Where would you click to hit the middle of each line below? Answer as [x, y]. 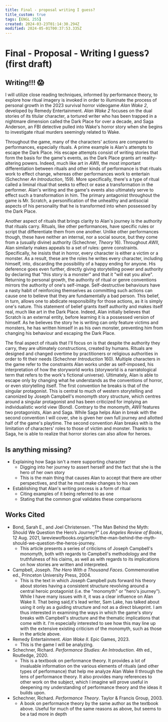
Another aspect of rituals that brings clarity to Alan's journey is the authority [83, 221]
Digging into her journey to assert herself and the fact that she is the [91, 467]
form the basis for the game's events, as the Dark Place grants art [73, 158]
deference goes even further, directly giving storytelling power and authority [84, 269]
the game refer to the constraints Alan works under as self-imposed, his [79, 365]
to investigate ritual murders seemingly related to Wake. [63, 132]
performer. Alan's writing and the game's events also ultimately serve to [79, 190]
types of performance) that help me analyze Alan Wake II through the [91, 671]
